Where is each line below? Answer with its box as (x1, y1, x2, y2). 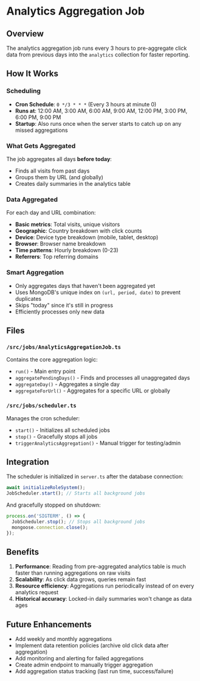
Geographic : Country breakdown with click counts (15, 227, 142, 234)
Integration (6, 457, 50, 467)
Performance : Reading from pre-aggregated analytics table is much (15, 563, 187, 570)
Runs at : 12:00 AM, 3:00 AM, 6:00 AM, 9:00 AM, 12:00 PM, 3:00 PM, (15, 107, 188, 114)
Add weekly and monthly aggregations (15, 635, 112, 643)
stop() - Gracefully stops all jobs (15, 433, 98, 440)
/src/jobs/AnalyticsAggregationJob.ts (6, 343, 122, 351)
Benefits (6, 547, 40, 557)
